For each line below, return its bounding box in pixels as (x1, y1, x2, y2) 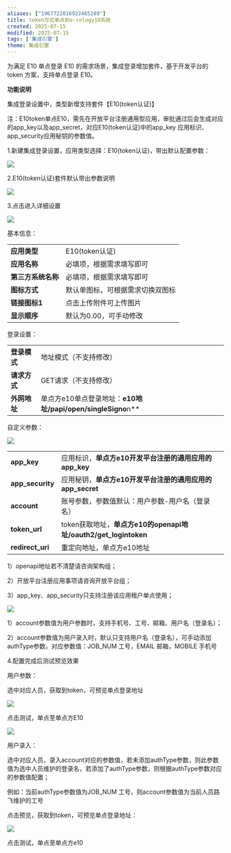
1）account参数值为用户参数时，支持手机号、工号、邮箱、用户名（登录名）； (7, 619, 223, 627)
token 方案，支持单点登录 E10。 (7, 70, 97, 79)
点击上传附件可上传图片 (65, 298, 142, 308)
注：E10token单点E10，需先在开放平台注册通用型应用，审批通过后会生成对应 (7, 114, 223, 123)
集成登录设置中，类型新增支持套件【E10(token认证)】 (7, 100, 158, 108)
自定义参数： (7, 423, 43, 431)
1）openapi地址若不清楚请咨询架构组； (7, 562, 117, 570)
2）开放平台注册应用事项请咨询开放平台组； (7, 576, 132, 585)
